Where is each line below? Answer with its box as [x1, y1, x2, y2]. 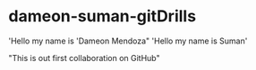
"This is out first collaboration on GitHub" [8, 52, 160, 63]
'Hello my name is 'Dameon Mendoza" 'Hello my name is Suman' [8, 35, 248, 46]
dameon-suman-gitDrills [8, 6, 197, 27]
